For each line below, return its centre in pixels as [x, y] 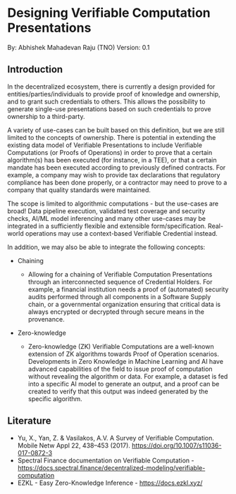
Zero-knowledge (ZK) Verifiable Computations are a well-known [121, 346]
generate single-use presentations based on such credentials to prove [109, 109]
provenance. [46, 319]
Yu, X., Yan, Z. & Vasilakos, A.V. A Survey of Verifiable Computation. [116, 438]
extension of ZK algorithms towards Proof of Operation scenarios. [124, 354]
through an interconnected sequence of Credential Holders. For [120, 281]
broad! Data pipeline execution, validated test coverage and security [106, 211]
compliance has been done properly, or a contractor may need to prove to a [117, 182]
